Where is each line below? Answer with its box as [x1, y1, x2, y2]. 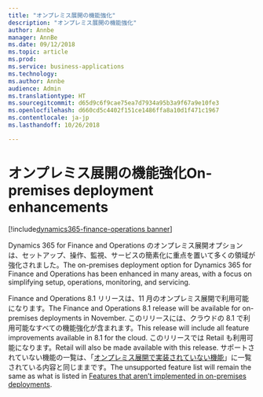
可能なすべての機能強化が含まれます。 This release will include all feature [14, 323, 250, 333]
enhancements [8, 198, 108, 216]
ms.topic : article [8, 48, 68, 56]
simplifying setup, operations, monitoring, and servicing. [8, 277, 191, 287]
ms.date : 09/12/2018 [8, 41, 76, 49]
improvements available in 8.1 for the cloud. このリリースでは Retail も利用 [8, 333, 247, 342]
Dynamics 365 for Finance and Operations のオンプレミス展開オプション [8, 241, 243, 250]
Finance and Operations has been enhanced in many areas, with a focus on [8, 269, 253, 278]
